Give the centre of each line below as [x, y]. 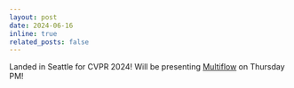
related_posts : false [49, 42]
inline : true [33, 33]
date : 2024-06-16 [41, 26]
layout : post [33, 17]
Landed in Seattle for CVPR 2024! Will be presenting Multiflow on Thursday [147, 67]
